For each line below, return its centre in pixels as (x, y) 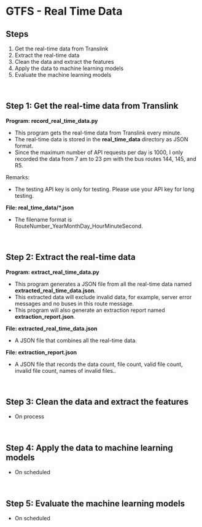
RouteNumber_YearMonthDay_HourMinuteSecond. (79, 226)
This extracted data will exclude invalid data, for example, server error (103, 297)
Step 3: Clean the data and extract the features (97, 402)
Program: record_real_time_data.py (52, 120)
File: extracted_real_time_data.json (52, 328)
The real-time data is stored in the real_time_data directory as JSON (101, 139)
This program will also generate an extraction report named (90, 310)
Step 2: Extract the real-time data (71, 257)
